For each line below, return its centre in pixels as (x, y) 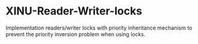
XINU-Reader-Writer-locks (74, 11)
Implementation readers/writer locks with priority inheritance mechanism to (99, 28)
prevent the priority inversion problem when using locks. (76, 34)
